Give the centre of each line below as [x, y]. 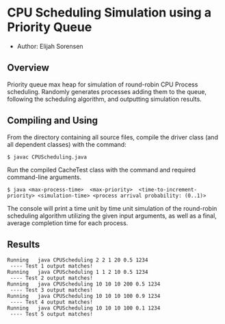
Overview [28, 68]
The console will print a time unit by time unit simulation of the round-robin [112, 208]
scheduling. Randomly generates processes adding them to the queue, [107, 91]
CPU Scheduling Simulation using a [109, 13]
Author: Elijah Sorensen [50, 46]
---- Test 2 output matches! [52, 278]
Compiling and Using [52, 120]
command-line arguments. [44, 177]
